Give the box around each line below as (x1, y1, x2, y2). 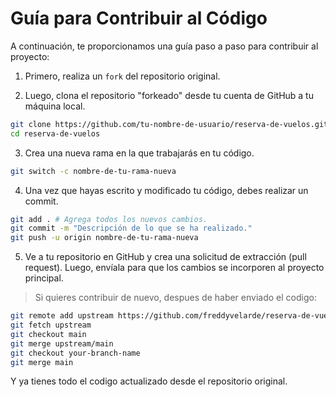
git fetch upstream (10, 320, 92, 331)
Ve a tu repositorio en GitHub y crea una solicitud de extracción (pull (24, 251, 307, 263)
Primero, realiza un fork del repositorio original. (24, 70, 221, 82)
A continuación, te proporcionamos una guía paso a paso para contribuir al (10, 40, 319, 52)
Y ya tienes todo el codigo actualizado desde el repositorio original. (10, 375, 288, 387)
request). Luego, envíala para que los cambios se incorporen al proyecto (24, 262, 325, 274)
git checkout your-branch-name (10, 348, 141, 358)
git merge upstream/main (10, 338, 114, 349)
